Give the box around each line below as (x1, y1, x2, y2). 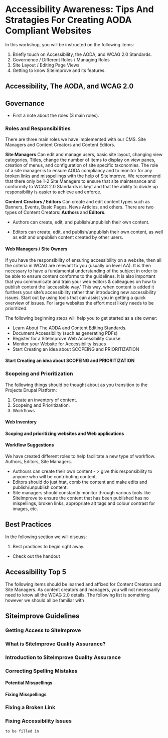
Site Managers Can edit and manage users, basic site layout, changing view (5, 152, 163, 158)
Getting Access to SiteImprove (5, 627, 81, 634)
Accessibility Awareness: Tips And (5, 4, 154, 15)
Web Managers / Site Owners (5, 246, 68, 252)
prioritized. (5, 305, 28, 311)
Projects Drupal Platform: (5, 387, 57, 393)
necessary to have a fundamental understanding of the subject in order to (5, 268, 158, 274)
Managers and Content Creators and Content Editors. (5, 142, 115, 148)
